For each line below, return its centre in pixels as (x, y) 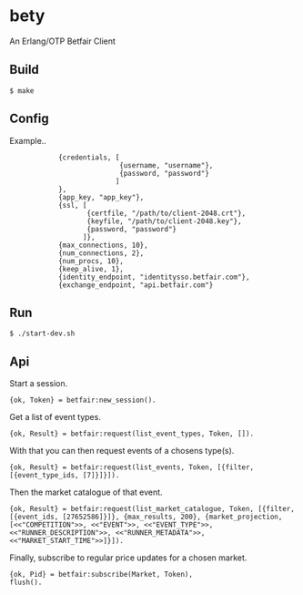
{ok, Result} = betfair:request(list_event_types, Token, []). (132, 434)
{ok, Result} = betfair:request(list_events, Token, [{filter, (132, 467)
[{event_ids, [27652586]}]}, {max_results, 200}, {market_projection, (146, 517)
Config (29, 119)
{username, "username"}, (167, 165)
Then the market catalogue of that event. (86, 492)
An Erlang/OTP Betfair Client (63, 41)
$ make (22, 91)
